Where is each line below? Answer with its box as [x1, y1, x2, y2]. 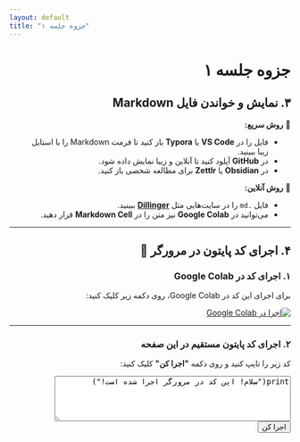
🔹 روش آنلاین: [244, 182, 291, 193]
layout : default [9, 13, 70, 22]
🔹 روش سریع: [244, 119, 291, 129]
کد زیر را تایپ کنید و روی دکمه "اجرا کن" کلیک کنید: [120, 358, 291, 369]
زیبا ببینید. [237, 146, 269, 156]
